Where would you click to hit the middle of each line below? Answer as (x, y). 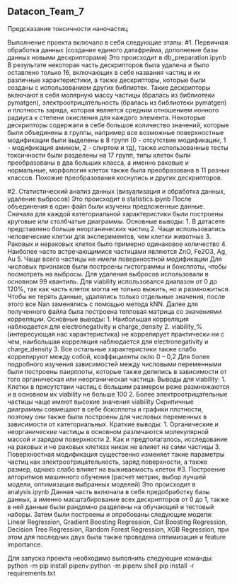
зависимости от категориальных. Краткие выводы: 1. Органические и (113, 424)
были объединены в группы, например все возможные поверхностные (116, 132)
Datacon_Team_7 (46, 12)
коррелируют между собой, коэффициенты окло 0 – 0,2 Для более (109, 356)
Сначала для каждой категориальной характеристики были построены (115, 214)
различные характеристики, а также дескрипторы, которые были (107, 80)
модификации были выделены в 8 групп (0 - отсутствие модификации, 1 (117, 140)
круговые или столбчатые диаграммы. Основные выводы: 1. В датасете (116, 221)
